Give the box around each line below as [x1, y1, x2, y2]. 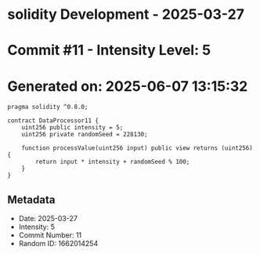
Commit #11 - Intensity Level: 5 [7, 42, 211, 60]
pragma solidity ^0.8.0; [7, 103, 88, 111]
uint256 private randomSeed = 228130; [21, 131, 148, 139]
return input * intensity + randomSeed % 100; [35, 158, 190, 166]
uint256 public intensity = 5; [21, 124, 124, 132]
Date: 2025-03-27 [18, 214, 78, 223]
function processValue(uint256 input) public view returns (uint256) [21, 144, 254, 152]
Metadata [7, 193, 56, 206]
